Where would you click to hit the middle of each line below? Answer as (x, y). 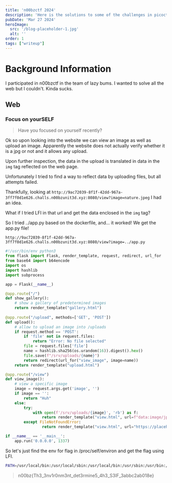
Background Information (58, 69)
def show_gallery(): (27, 298)
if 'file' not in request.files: (59, 337)
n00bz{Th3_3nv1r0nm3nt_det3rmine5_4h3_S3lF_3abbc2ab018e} (86, 475)
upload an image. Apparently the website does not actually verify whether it (85, 146)
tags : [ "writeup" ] (25, 44)
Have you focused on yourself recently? (60, 130)
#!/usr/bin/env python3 (31, 251)
